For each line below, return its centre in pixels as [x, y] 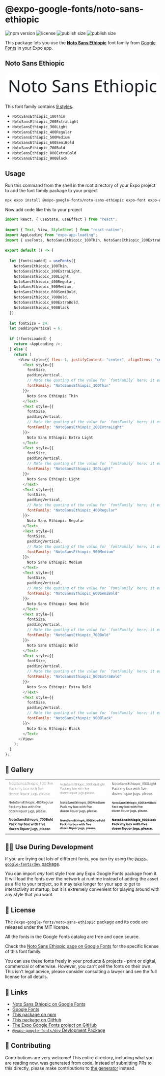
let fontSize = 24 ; [29, 323]
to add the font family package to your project [52, 191]
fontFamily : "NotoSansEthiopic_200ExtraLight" [75, 427]
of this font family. [23, 951]
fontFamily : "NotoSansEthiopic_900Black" [70, 718]
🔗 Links [16, 992]
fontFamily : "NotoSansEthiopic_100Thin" [69, 386]
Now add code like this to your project [44, 210]
